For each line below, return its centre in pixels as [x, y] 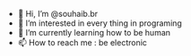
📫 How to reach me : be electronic [82, 43]
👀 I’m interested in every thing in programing [100, 23]
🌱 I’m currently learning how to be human [94, 32]
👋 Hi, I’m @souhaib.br [58, 14]
